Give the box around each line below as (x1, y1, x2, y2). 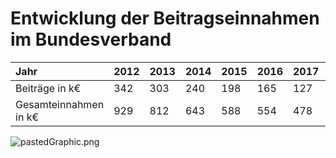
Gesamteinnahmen (15, 97, 105, 111)
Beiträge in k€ (15, 81, 82, 95)
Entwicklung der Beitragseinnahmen (10, 7, 320, 30)
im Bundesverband (10, 28, 172, 51)
